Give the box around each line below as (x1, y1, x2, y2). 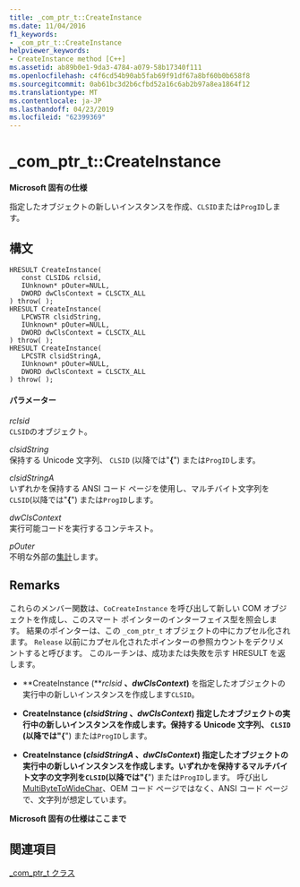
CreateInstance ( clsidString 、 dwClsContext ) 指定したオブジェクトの (21, 708, 283, 719)
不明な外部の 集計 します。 (9, 551, 103, 562)
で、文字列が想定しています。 (21, 794, 132, 805)
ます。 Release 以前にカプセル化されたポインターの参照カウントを (9, 636, 253, 647)
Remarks (9, 578, 61, 593)
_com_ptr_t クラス (9, 867, 75, 878)
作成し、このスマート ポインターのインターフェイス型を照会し (39, 614, 270, 625)
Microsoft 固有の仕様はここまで (9, 813, 127, 823)
